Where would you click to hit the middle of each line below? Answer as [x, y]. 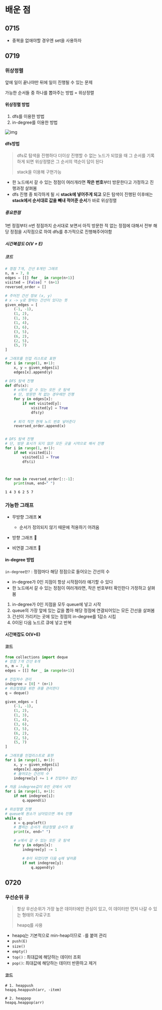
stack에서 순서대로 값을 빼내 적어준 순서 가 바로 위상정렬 [64, 201]
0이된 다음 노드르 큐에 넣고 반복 [42, 623]
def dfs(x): [17, 386]
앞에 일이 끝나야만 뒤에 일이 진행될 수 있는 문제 [49, 82]
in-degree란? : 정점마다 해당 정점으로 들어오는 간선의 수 [57, 572]
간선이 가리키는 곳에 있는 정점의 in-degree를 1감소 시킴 [64, 616]
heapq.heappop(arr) [25, 1003]
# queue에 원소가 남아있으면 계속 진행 [38, 814]
